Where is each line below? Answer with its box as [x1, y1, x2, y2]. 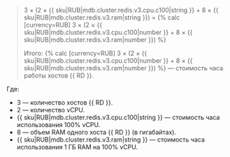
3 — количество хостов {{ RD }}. [16, 98, 113, 107]
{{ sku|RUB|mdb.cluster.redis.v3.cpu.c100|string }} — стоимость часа [16, 113, 220, 121]
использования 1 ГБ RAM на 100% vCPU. [16, 143, 138, 151]
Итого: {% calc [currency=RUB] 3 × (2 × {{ [23, 49, 148, 57]
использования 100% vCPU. [16, 121, 101, 128]
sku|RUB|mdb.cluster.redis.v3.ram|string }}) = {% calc [23, 13, 180, 22]
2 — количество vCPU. [16, 106, 85, 114]
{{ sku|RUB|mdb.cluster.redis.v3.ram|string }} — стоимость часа [16, 135, 206, 144]
